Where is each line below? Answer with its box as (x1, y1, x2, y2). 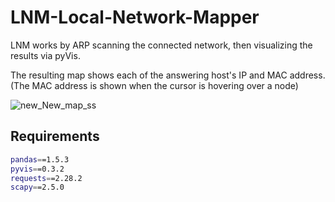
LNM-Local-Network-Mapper (10, 6, 260, 29)
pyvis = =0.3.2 (10, 164, 65, 174)
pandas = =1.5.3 (10, 154, 70, 165)
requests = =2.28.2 (10, 173, 83, 183)
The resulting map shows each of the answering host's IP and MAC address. (10, 69, 326, 81)
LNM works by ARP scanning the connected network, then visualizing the (10, 39, 313, 51)
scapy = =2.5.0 (10, 182, 65, 193)
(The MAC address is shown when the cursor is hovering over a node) (10, 79, 299, 91)
